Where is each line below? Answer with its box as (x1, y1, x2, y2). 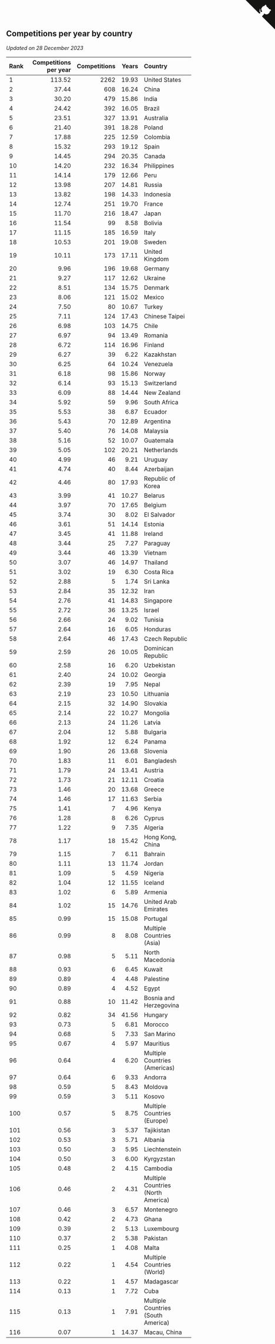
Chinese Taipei (143, 312, 185, 320)
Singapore (143, 596, 173, 605)
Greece (143, 785, 165, 793)
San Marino (143, 1030, 176, 1038)
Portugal (143, 914, 167, 923)
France (143, 200, 163, 208)
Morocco (143, 1020, 169, 1028)
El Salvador (143, 510, 175, 518)
